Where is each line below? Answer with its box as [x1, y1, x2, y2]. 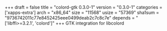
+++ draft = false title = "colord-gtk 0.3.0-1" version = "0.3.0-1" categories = [5, 4, 162, 10]
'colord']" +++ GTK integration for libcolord [35, 20, 124, 26]
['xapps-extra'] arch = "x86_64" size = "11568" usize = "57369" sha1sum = [5, 9, 159, 15]
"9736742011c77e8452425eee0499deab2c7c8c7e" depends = [5, 15, 135, 20]
